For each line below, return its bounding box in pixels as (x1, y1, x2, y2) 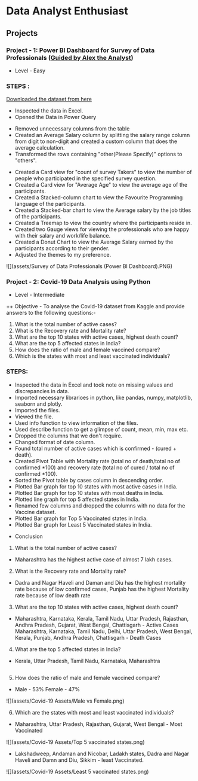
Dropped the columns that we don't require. (14, 432, 123, 439)
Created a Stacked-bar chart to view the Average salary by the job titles (14, 206, 191, 214)
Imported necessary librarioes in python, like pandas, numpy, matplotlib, (14, 394, 193, 401)
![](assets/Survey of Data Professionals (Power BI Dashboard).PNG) (6, 263, 173, 270)
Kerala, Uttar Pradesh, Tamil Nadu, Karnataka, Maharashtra (14, 657, 160, 664)
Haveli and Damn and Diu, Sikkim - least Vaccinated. (14, 756, 144, 764)
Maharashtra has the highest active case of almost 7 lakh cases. (14, 555, 173, 563)
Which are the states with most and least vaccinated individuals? (14, 709, 174, 716)
